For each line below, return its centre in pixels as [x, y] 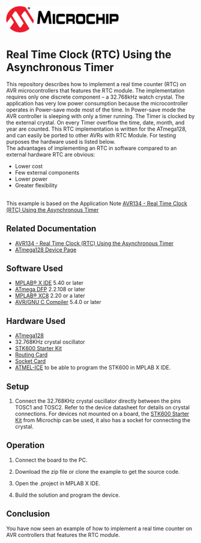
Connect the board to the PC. [51, 460]
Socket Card [30, 361]
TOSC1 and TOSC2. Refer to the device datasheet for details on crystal [102, 407]
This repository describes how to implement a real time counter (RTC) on [96, 84]
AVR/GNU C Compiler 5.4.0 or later [58, 302]
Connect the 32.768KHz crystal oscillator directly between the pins [98, 401]
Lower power [31, 179]
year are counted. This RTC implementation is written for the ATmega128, [97, 129]
